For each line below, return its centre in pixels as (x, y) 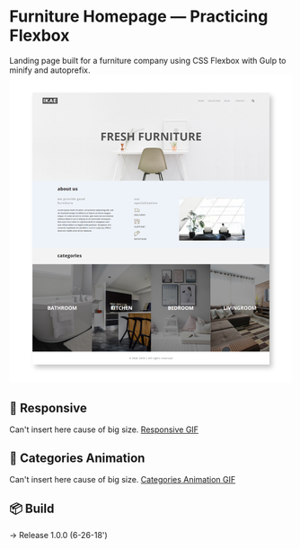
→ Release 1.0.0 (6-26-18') (58, 535)
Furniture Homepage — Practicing (139, 17)
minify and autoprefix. (50, 70)
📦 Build (32, 509)
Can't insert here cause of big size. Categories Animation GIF (123, 480)
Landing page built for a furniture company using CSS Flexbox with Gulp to (148, 60)
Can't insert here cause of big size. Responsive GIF (104, 429)
